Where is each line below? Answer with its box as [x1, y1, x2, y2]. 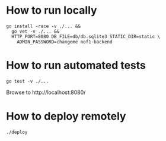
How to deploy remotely [6, 109, 126, 123]
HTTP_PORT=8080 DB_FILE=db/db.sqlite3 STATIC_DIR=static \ [11, 33, 161, 39]
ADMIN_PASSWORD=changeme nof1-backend [17, 39, 113, 45]
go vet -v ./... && [11, 28, 60, 35]
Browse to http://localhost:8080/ [6, 89, 86, 96]
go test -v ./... [6, 78, 49, 84]
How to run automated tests [6, 59, 146, 72]
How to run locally [6, 4, 97, 17]
